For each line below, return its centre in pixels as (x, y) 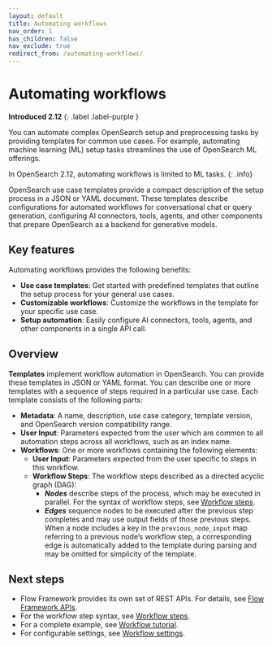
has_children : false (43, 39)
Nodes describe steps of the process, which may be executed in (153, 493)
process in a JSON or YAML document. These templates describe (119, 198)
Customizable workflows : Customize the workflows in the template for (139, 303)
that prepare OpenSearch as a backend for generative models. (113, 224)
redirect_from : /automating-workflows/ (76, 54)
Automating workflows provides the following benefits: (100, 269)
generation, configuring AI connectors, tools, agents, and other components (136, 216)
